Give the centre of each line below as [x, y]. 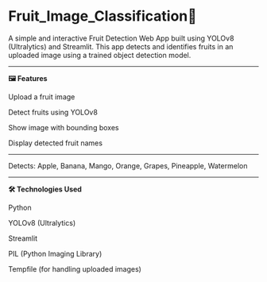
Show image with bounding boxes [64, 127]
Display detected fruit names [56, 143]
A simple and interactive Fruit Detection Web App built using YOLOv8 [121, 38]
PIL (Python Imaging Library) [55, 253]
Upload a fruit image [42, 97]
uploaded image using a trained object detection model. [100, 55]
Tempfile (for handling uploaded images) [75, 268]
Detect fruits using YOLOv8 [53, 112]
